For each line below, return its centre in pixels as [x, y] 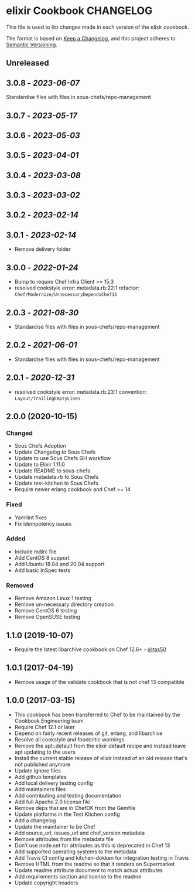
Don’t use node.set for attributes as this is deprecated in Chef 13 [92, 845]
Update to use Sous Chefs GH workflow [63, 458]
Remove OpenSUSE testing [47, 617]
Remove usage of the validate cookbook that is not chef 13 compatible [99, 682]
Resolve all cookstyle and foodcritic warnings [69, 739]
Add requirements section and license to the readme [78, 876]
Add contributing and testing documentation [68, 795]
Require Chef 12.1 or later [45, 727]
